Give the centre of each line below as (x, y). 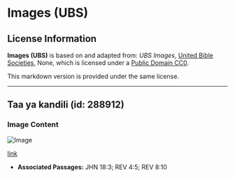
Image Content (33, 125)
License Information (52, 39)
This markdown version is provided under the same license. (93, 76)
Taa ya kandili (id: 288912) (66, 105)
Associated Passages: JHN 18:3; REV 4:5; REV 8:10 (92, 167)
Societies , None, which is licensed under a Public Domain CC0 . (98, 63)
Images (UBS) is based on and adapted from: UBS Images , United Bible (110, 55)
